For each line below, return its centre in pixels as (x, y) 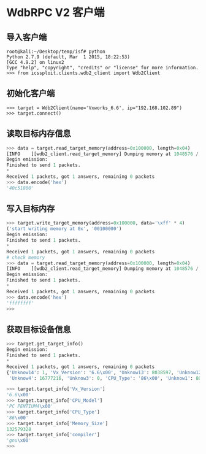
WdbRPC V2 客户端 (56, 13)
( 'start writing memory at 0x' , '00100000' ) (64, 229)
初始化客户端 (31, 94)
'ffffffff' (20, 303)
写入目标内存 (31, 209)
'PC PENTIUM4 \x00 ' (30, 406)
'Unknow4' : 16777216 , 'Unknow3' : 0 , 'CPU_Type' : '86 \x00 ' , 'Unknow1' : (101, 378)
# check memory (26, 257)
